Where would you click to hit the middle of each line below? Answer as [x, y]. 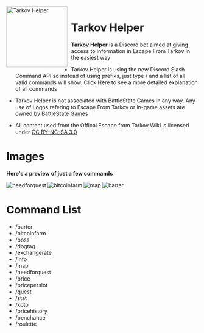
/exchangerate [33, 252]
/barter [24, 227]
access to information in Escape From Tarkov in [131, 51]
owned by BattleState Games [51, 113]
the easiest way [91, 57]
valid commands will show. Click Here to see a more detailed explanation [106, 82]
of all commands [36, 88]
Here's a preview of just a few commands [60, 173]
